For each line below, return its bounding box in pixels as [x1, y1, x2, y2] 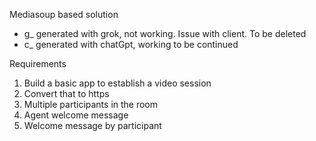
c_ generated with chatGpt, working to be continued [23, 39, 239, 50]
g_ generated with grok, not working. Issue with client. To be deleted [23, 28, 307, 39]
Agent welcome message [23, 109, 129, 121]
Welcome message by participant [23, 120, 162, 131]
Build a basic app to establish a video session [23, 77, 212, 89]
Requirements [9, 58, 67, 69]
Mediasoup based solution [9, 9, 119, 20]
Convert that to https [23, 88, 110, 99]
